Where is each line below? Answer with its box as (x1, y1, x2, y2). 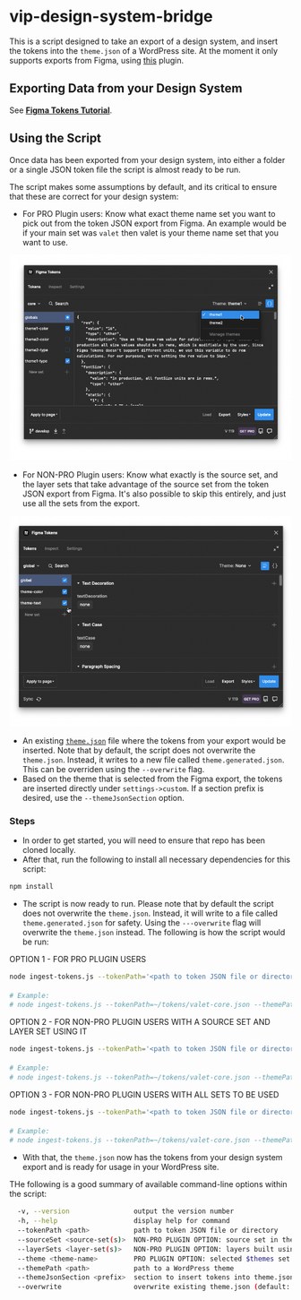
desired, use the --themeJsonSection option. (21, 792, 185, 803)
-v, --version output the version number (17, 1207, 235, 1216)
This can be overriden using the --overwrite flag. (21, 763, 205, 774)
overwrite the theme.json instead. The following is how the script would (21, 926, 286, 937)
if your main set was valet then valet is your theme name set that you (21, 227, 279, 238)
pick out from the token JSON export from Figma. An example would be (21, 218, 287, 228)
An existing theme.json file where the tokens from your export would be (21, 735, 287, 745)
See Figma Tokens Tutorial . (9, 105, 113, 116)
